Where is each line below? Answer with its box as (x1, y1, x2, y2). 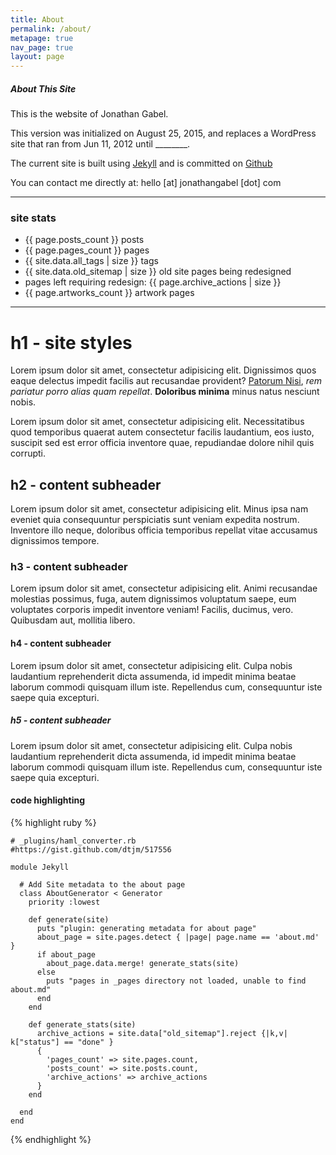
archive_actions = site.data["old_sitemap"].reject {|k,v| (36, 1028, 288, 1038)
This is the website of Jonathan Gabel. (10, 108, 169, 120)
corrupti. (10, 447, 47, 460)
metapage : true (10, 33, 74, 43)
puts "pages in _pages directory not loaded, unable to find (46, 976, 307, 986)
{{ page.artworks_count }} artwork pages (24, 287, 195, 299)
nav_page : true (10, 42, 74, 53)
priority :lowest (28, 897, 101, 907)
